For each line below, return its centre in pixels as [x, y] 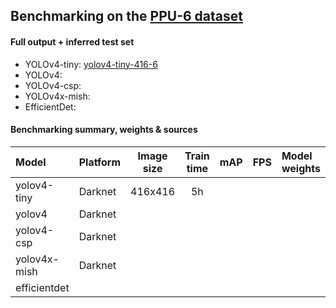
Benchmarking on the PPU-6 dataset [126, 16]
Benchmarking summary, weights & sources [104, 130]
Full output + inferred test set [72, 41]
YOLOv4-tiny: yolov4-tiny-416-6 [91, 64]
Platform [100, 162]
